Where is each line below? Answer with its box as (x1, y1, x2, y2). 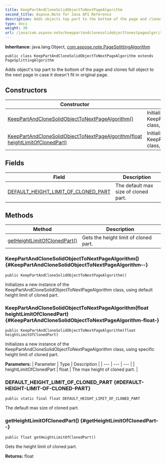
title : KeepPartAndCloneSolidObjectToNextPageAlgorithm (5, 7, 123, 12)
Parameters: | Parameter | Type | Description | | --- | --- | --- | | (5, 361, 135, 367)
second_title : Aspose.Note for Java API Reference (5, 12, 112, 17)
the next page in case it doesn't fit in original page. (5, 72, 109, 77)
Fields (5, 159, 25, 168)
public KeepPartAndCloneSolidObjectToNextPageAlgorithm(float (5, 328, 136, 333)
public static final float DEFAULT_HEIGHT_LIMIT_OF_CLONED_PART (5, 396, 140, 402)
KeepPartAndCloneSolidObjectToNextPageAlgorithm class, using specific (5, 347, 155, 352)
